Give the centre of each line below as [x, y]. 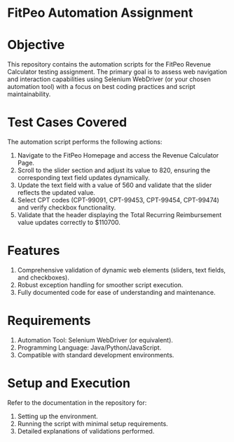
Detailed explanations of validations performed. [86, 431]
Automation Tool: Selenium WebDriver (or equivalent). [95, 340]
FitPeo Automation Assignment [100, 13]
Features [34, 251]
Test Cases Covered [67, 122]
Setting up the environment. [57, 416]
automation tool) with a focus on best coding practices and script [102, 87]
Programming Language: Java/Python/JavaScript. [89, 347]
